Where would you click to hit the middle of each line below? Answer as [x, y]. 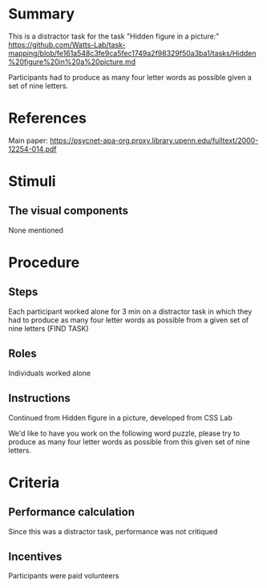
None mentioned [36, 230]
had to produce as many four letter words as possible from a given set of [129, 320]
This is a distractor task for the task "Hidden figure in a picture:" [114, 36]
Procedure [44, 263]
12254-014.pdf [33, 148]
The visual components [69, 211]
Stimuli [32, 182]
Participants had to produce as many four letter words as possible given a [130, 77]
